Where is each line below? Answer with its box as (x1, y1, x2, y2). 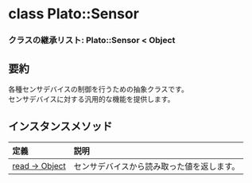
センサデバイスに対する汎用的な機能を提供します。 (8, 94, 175, 103)
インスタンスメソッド (8, 120, 113, 134)
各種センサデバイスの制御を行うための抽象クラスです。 (8, 84, 188, 94)
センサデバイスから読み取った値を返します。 (73, 161, 240, 172)
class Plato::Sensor (8, 5, 139, 23)
